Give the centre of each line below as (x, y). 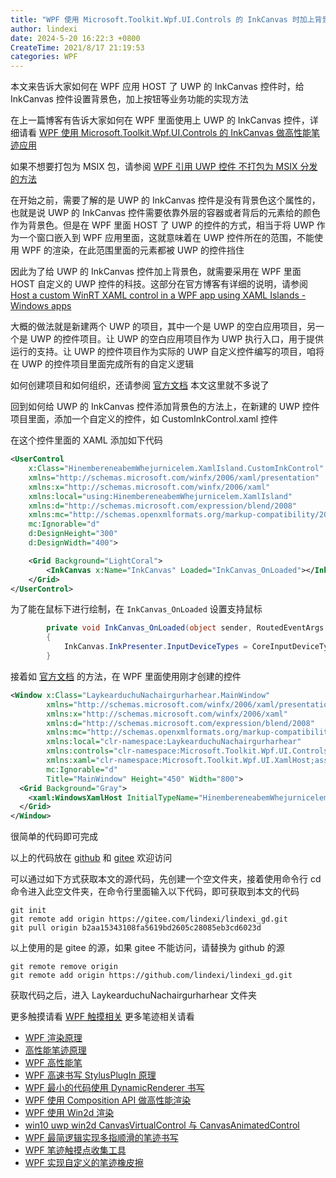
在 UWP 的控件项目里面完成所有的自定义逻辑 (102, 364)
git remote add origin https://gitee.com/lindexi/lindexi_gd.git (149, 919)
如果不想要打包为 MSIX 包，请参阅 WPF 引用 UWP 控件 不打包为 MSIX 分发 (164, 167)
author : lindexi (44, 29)
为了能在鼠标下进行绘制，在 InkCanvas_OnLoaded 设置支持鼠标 (136, 609)
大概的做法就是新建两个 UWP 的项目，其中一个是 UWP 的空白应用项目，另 (163, 327)
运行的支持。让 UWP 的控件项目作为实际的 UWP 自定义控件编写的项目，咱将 (167, 352)
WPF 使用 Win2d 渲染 (69, 1113)
